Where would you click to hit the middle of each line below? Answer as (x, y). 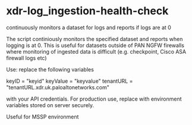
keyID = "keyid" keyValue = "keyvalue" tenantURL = (70, 81)
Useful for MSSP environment (43, 117)
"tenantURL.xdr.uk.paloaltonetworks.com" (58, 87)
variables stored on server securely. (50, 105)
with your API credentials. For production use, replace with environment (94, 99)
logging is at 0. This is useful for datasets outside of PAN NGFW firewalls (95, 45)
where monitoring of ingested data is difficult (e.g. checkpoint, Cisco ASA (96, 51)
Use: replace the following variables (50, 69)
